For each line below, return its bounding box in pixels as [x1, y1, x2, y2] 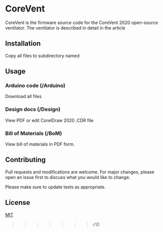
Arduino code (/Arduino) [5, 82, 66, 89]
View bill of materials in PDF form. [5, 141, 75, 147]
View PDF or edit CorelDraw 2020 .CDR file [5, 117, 94, 123]
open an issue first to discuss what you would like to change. [5, 174, 131, 180]
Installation [5, 39, 41, 48]
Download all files [5, 93, 42, 99]
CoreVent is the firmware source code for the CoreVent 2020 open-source [5, 19, 158, 25]
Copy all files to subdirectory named [5, 52, 80, 58]
